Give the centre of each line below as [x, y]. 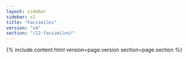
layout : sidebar [26, 11]
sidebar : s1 [21, 17]
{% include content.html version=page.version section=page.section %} [94, 50]
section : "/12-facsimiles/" [41, 33]
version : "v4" [24, 28]
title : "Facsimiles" [32, 22]
